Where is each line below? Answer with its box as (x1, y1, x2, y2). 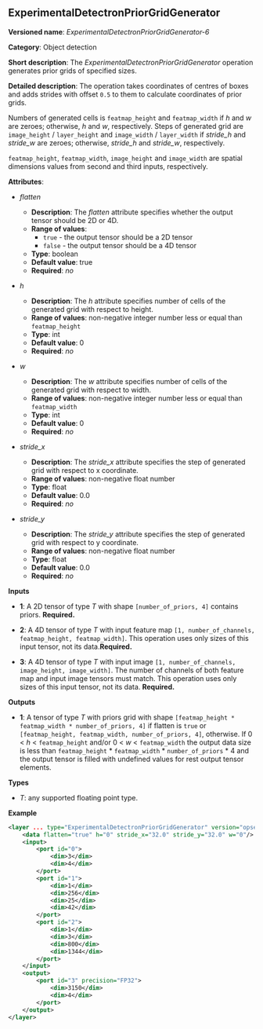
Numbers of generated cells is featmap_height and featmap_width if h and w (8, 113, 252, 123)
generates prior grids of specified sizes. (8, 66, 137, 75)
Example (8, 808, 38, 818)
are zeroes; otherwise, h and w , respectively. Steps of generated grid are (8, 121, 244, 130)
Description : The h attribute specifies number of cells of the (31, 296, 226, 306)
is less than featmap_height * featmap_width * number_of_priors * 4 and (19, 745, 249, 755)
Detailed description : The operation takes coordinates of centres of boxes (8, 81, 249, 90)
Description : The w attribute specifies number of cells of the (31, 376, 228, 386)
